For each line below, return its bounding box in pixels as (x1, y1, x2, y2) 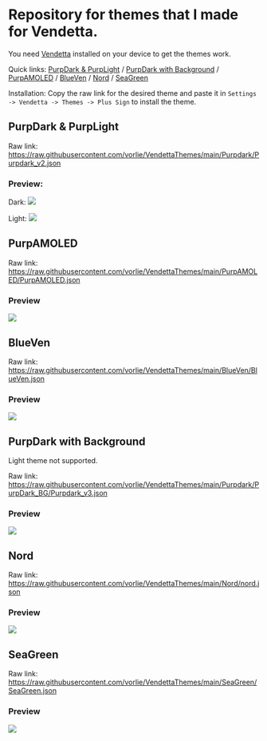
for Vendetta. (8, 22, 98, 41)
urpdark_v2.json (8, 158, 61, 168)
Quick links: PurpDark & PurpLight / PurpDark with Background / (8, 64, 219, 73)
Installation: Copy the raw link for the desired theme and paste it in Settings (8, 88, 257, 97)
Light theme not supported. (8, 456, 98, 466)
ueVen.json (8, 374, 45, 383)
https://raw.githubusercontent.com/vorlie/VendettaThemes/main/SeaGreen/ (8, 677, 257, 688)
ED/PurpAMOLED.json (8, 275, 81, 284)
